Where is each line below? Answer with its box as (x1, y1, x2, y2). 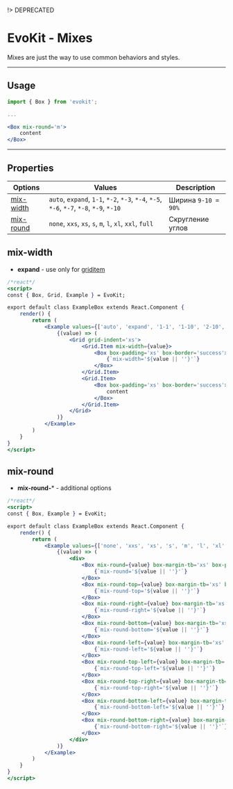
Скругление (169, 214, 209, 224)
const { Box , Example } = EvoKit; (7, 510, 107, 517)
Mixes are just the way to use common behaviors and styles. (7, 53, 180, 61)
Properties (7, 162, 54, 174)
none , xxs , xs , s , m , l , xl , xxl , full (49, 218, 154, 228)
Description (175, 182, 216, 192)
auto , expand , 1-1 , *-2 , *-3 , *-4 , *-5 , (49, 194, 162, 204)
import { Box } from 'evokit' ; (7, 98, 98, 105)
